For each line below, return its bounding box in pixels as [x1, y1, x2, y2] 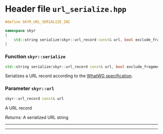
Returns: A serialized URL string [5, 114, 69, 120]
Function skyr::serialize [5, 53, 66, 60]
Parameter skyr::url [5, 85, 54, 92]
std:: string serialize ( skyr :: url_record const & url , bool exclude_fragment [5, 64, 162, 69]
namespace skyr [5, 28, 36, 33]
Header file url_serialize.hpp [5, 3, 127, 15]
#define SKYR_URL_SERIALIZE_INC [5, 19, 70, 24]
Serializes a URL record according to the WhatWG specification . [5, 73, 133, 79]
